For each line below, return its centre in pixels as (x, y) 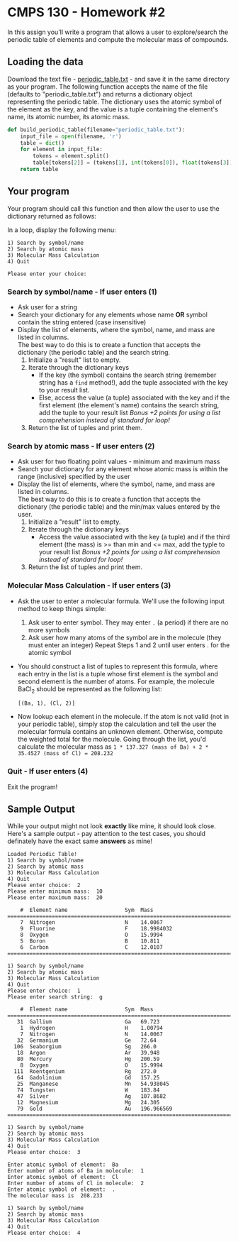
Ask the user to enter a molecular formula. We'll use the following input (121, 601)
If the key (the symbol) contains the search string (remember (127, 375)
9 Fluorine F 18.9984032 (96, 929)
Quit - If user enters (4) (48, 771)
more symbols (49, 630)
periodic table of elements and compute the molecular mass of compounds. (118, 39)
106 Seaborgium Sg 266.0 (85, 1047)
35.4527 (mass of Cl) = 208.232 (65, 754)
